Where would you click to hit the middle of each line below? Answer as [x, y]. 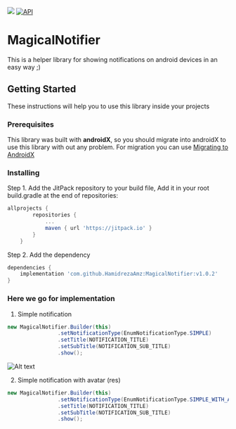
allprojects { [28, 209]
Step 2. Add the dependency [49, 255]
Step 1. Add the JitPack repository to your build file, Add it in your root [108, 188]
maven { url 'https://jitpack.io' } [98, 228]
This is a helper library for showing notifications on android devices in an [112, 59]
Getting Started [42, 89]
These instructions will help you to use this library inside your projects [109, 106]
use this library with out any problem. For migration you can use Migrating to [118, 147]
